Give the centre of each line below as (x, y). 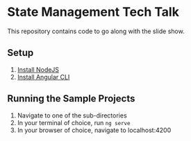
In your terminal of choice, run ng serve (74, 122)
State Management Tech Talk (93, 12)
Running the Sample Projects (71, 98)
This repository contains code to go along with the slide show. (96, 31)
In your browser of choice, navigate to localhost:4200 (94, 130)
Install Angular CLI (43, 77)
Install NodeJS (38, 69)
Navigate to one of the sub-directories (72, 115)
